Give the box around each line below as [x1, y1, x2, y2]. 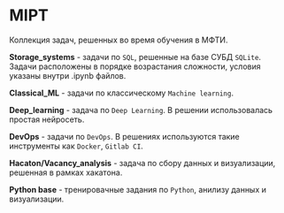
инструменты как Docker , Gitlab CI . [9, 141, 143, 151]
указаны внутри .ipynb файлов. [9, 70, 127, 80]
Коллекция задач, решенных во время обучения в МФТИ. [9, 34, 228, 45]
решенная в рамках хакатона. [9, 167, 123, 178]
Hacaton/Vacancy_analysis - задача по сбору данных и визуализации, [9, 157, 276, 168]
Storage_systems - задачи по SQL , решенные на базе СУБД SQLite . [9, 51, 262, 62]
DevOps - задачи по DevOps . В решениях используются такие [9, 131, 241, 141]
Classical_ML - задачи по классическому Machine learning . [9, 87, 234, 98]
